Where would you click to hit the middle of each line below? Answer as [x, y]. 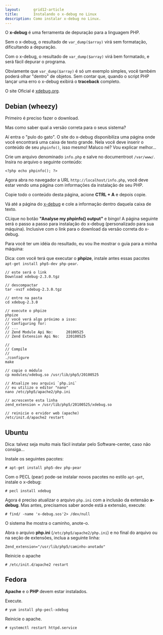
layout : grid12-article [35, 10]
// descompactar [21, 285]
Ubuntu [17, 432]
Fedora [16, 580]
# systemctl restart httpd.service [41, 628]
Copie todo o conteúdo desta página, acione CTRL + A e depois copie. [76, 195]
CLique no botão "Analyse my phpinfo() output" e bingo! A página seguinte [81, 219]
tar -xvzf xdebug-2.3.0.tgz [34, 290]
